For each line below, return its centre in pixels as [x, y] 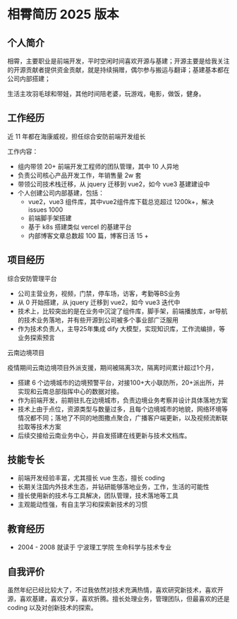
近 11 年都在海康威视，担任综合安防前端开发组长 [77, 136]
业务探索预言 [36, 337]
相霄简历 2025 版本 [63, 14]
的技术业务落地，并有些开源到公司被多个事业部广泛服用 [98, 320]
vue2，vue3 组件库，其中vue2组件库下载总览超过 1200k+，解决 [121, 201]
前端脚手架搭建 [50, 218]
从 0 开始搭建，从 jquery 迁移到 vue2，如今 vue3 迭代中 [99, 302]
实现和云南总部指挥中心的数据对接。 [70, 391]
